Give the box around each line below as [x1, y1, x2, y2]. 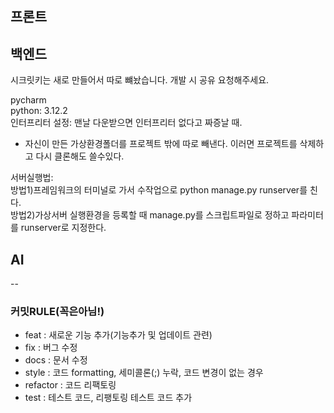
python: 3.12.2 [10, 105, 68, 117]
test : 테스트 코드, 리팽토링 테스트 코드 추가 [24, 392, 193, 404]
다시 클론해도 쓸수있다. [35, 150, 125, 162]
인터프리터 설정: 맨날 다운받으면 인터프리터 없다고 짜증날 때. [10, 117, 243, 129]
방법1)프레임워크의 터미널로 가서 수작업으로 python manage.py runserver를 [10, 184, 308, 196]
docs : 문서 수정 [24, 354, 88, 366]
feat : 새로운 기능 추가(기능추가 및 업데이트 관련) [24, 329, 213, 341]
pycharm [10, 94, 47, 106]
